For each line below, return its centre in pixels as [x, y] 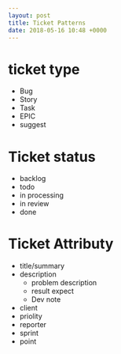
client [28, 308]
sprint [29, 333]
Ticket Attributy [61, 244]
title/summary [42, 266]
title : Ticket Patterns [47, 23]
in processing [42, 195]
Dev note [46, 299]
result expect [53, 291]
